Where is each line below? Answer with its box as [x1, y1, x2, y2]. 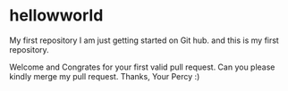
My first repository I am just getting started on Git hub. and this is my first [9, 35, 279, 45]
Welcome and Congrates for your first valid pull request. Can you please [9, 62, 275, 72]
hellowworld [9, 5, 104, 26]
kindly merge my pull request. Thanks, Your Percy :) [9, 70, 200, 81]
